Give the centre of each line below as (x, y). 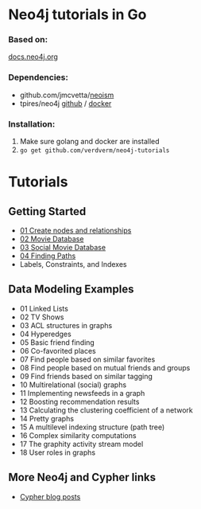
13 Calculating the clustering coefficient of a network (106, 410)
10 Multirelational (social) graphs (73, 385)
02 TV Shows (42, 317)
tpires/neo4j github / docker (66, 103)
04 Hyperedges (45, 334)
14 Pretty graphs (46, 418)
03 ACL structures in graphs (66, 325)
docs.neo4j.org (33, 57)
